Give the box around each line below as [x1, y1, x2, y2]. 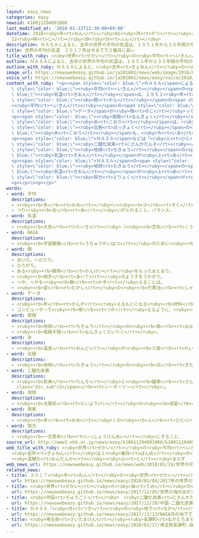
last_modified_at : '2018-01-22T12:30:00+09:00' [6, 25, 126, 31]
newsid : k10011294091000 [6, 20, 68, 26]
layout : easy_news [6, 8, 52, 15]
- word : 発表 [6, 406, 37, 412]
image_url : [6, 69, 33, 75]
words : [6, 185, 23, 191]
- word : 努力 [6, 423, 37, 429]
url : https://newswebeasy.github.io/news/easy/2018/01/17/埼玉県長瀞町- [11, 522, 190, 528]
